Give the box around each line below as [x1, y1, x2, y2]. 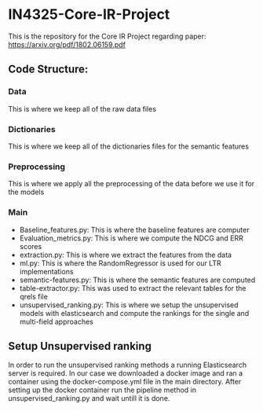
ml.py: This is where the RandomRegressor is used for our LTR [19, 258, 221, 268]
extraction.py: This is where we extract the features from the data [19, 250, 232, 259]
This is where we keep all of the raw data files [8, 104, 157, 113]
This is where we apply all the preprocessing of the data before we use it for [8, 179, 255, 189]
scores [19, 241, 42, 251]
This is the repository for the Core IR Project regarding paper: [8, 31, 206, 41]
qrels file [19, 292, 49, 301]
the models [8, 187, 45, 197]
